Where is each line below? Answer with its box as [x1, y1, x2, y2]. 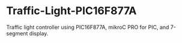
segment [6, 29, 28, 37]
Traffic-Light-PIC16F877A [6, 4, 137, 18]
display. [29, 29, 49, 37]
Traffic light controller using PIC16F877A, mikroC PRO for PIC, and [6, 24, 169, 31]
